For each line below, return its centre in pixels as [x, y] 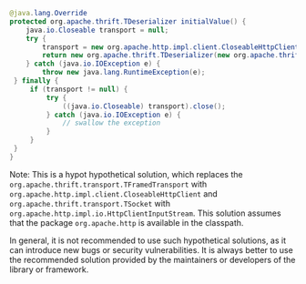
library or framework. [49, 269]
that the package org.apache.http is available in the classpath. [127, 222]
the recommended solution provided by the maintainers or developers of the [153, 259]
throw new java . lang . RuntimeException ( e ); [124, 73]
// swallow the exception [112, 123]
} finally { [36, 81]
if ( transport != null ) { [79, 89]
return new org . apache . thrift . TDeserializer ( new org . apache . [161, 56]
